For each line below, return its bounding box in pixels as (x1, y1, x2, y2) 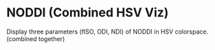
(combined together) (6, 34, 65, 42)
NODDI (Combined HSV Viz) (6, 5, 169, 21)
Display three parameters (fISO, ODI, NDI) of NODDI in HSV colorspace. (6, 27, 209, 36)
